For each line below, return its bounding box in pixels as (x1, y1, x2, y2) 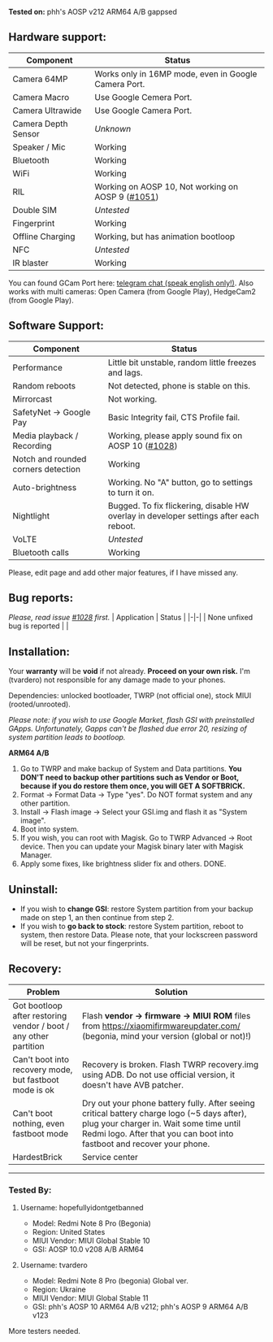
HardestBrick (12, 1151, 63, 1162)
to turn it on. (107, 487, 154, 498)
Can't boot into (12, 1053, 69, 1065)
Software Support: (8, 319, 104, 332)
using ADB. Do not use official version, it (81, 1069, 236, 1080)
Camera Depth (12, 118, 68, 129)
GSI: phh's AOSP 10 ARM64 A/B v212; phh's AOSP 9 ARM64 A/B (32, 1302, 249, 1312)
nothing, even (12, 1118, 65, 1129)
